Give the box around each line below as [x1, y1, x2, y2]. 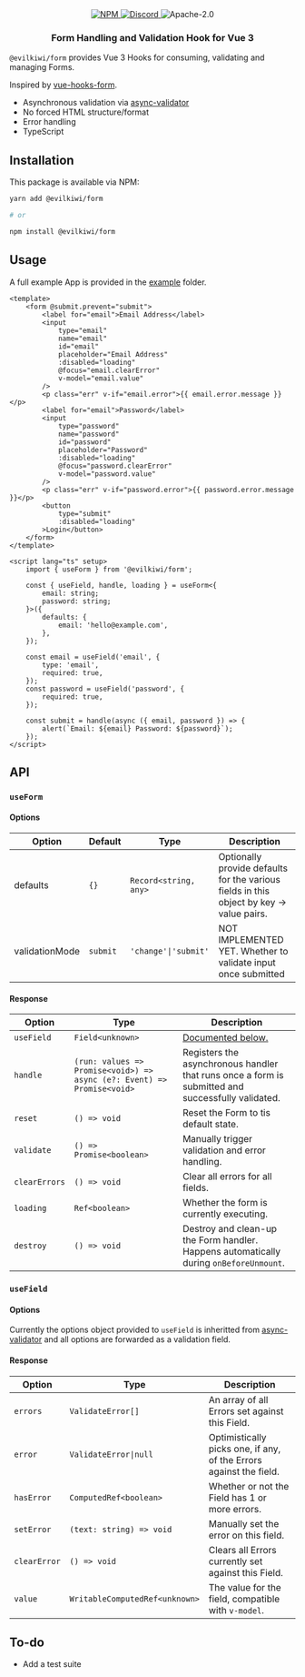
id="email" [57, 341, 100, 351]
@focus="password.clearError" [57, 461, 172, 470]
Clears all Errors [208, 1543, 277, 1556]
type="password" [57, 421, 120, 430]
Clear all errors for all [182, 1170, 272, 1183]
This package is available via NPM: [9, 177, 140, 187]
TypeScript [22, 126, 64, 137]
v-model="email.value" [57, 373, 144, 383]
